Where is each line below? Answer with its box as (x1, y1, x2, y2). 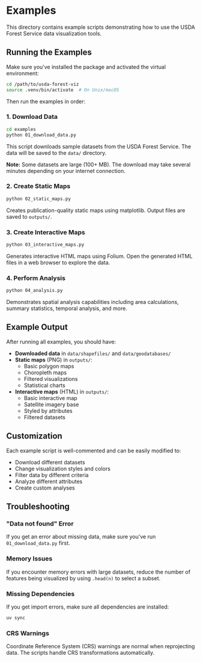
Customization (6, 431, 63, 442)
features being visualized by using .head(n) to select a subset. (6, 574, 161, 582)
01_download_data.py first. (6, 539, 70, 547)
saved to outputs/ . (6, 213, 52, 220)
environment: (6, 70, 39, 77)
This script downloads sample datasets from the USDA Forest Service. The (6, 142, 191, 150)
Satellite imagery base (23, 401, 79, 408)
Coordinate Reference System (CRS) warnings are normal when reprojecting (6, 643, 195, 650)
